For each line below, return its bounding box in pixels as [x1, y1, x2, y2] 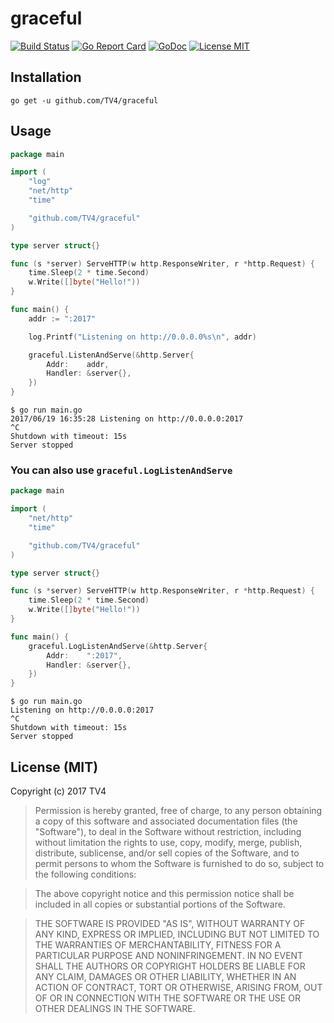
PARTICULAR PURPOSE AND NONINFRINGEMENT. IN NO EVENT [34, 950, 304, 962]
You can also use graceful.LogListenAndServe [10, 463, 233, 477]
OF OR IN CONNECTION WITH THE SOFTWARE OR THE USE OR [34, 992, 301, 1004]
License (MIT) [10, 758, 99, 776]
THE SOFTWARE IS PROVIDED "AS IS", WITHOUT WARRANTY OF [34, 918, 306, 930]
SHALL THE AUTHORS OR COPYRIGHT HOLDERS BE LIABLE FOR [34, 960, 306, 972]
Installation [10, 69, 82, 86]
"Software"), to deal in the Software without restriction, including [34, 826, 302, 838]
